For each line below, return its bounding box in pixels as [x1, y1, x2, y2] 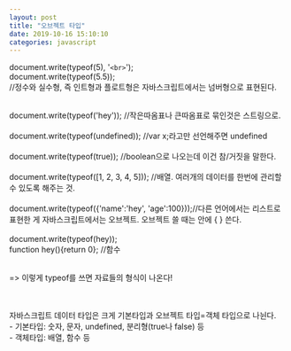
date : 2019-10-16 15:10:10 [9, 29, 109, 38]
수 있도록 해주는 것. [9, 183, 75, 193]
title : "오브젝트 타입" [9, 21, 86, 30]
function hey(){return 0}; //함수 [9, 245, 121, 255]
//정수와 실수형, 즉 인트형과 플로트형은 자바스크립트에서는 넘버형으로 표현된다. [9, 82, 277, 93]
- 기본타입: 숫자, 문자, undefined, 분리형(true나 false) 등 [9, 321, 205, 332]
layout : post [9, 12, 57, 22]
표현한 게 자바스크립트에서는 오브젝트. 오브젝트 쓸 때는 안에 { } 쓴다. [9, 214, 242, 225]
